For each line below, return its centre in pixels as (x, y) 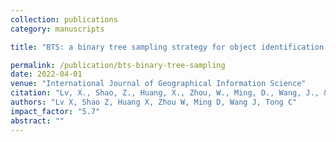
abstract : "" (37, 121)
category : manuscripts (57, 29)
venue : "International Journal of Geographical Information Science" (158, 84)
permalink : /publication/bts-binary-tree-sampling (118, 65)
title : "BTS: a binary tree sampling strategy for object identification (167, 47)
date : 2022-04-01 (46, 74)
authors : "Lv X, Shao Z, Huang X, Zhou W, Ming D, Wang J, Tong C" (154, 102)
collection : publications (64, 19)
